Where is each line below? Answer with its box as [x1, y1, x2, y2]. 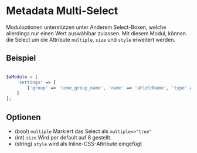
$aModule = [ [6, 74, 38, 80]
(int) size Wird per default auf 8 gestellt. [14, 134, 112, 141]
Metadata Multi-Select [6, 4, 118, 18]
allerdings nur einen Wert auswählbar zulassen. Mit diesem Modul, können [6, 29, 186, 36]
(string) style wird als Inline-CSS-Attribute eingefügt [14, 140, 142, 147]
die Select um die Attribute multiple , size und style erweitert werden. [6, 36, 176, 43]
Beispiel [6, 53, 36, 63]
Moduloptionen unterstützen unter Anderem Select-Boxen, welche [6, 24, 167, 31]
